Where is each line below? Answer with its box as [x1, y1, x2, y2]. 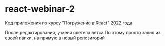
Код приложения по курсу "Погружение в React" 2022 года [5, 20, 133, 26]
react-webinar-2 [5, 3, 75, 15]
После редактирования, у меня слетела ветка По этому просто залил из [5, 29, 161, 35]
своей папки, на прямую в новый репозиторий [5, 35, 105, 41]
